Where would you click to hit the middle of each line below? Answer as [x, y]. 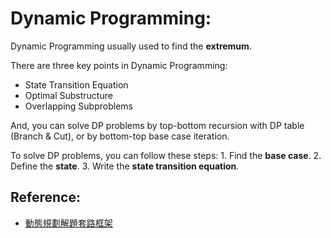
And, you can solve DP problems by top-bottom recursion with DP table [157, 125]
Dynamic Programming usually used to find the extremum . [131, 46]
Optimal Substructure [68, 95]
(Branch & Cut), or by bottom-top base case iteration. [120, 136]
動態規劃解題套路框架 [68, 223]
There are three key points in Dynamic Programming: [119, 65]
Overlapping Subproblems [78, 106]
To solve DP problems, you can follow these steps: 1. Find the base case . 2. [166, 155]
